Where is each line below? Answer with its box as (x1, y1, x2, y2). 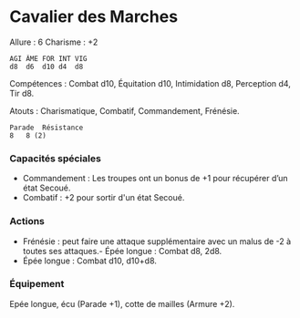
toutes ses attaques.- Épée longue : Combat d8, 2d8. (22, 245, 222, 256)
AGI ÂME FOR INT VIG (9, 54, 88, 63)
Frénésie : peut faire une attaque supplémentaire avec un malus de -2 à (22, 235, 292, 247)
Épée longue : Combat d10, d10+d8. (22, 255, 158, 266)
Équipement (9, 278, 65, 291)
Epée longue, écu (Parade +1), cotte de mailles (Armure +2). (9, 298, 235, 309)
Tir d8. (9, 87, 35, 98)
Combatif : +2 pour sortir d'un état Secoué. (22, 192, 185, 203)
